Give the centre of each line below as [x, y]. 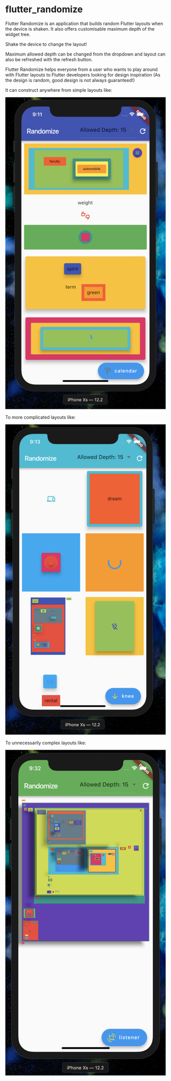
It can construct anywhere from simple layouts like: [59, 90]
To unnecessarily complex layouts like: [46, 743]
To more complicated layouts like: [40, 417]
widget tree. [18, 34]
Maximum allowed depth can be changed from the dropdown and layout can [85, 54]
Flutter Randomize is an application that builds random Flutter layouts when [84, 23]
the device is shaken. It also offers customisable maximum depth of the [80, 29]
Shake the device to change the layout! [46, 44]
